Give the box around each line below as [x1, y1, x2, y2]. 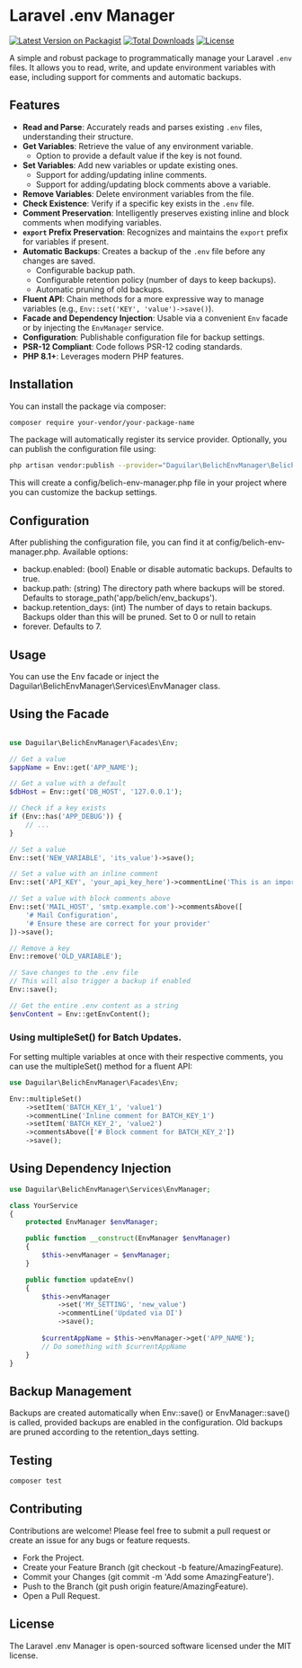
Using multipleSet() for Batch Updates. [9, 1031, 182, 1043]
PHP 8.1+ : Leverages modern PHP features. [22, 350, 184, 361]
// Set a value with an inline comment [9, 869, 159, 879]
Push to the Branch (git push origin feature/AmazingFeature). [22, 1581, 249, 1592]
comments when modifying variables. [22, 217, 162, 227]
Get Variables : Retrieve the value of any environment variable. [22, 140, 253, 151]
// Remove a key [9, 944, 70, 953]
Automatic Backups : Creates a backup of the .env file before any [22, 245, 266, 256]
